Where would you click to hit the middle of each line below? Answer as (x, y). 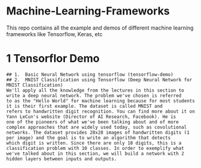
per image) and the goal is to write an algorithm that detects (88, 138)
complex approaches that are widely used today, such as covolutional (97, 127)
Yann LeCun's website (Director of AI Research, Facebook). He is (91, 117)
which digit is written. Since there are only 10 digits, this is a (94, 143)
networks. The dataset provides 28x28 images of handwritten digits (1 (98, 132)
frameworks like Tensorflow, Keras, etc (54, 34)
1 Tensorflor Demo (53, 59)
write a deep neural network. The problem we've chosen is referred (94, 95)
